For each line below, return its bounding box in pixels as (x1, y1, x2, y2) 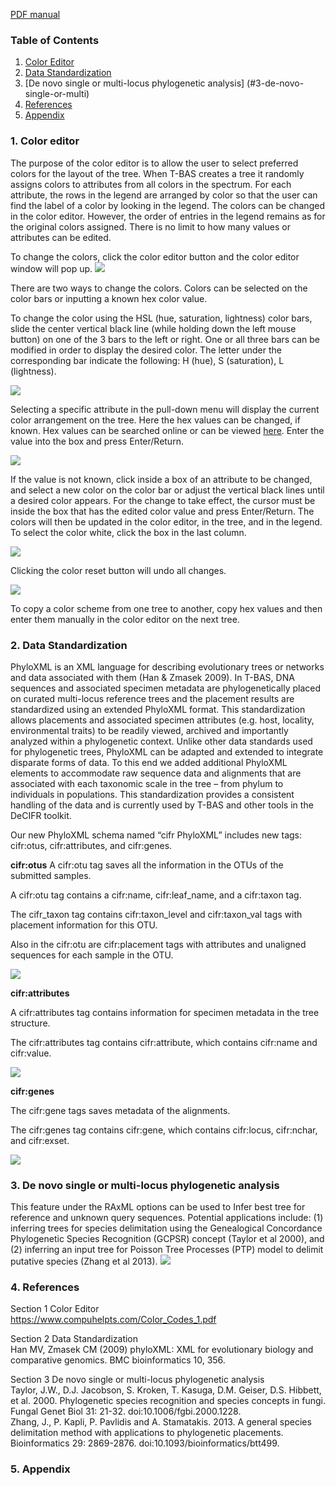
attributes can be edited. (10, 231, 112, 243)
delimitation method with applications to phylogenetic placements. (10, 1427, 284, 1439)
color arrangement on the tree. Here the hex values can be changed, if (10, 414, 301, 426)
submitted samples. (10, 869, 92, 881)
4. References (10, 1280, 80, 1294)
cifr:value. (10, 1047, 52, 1059)
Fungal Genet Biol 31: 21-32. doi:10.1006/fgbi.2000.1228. (10, 1405, 242, 1418)
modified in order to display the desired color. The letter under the (10, 344, 282, 356)
